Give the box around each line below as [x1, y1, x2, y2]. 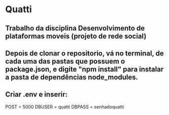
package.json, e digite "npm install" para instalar [5, 65, 164, 73]
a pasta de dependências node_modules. [5, 73, 139, 81]
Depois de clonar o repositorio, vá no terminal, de [5, 49, 164, 57]
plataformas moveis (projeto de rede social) [5, 32, 147, 40]
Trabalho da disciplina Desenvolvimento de [5, 24, 145, 33]
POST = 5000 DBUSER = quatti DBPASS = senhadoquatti [5, 103, 124, 110]
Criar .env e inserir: [5, 90, 67, 99]
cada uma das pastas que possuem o [5, 57, 125, 66]
